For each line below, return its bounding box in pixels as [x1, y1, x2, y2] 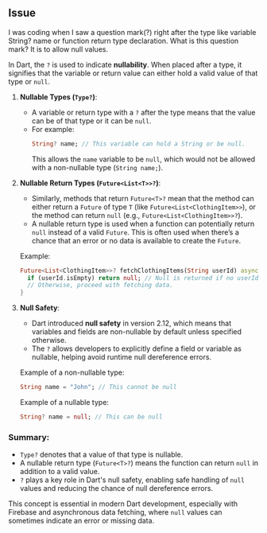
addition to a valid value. [19, 467, 100, 477]
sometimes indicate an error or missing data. [8, 516, 155, 526]
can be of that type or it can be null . [31, 115, 152, 126]
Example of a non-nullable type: [19, 368, 125, 377]
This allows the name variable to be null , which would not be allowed [31, 154, 256, 164]
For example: [31, 124, 75, 134]
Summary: [8, 431, 50, 442]
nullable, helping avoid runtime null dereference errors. [31, 352, 212, 362]
